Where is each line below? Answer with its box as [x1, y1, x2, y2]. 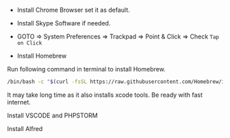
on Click [16, 40, 42, 47]
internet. [7, 97, 31, 106]
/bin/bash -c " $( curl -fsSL [7, 78, 88, 85]
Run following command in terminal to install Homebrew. [7, 65, 166, 73]
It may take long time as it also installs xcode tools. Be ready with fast [7, 91, 203, 99]
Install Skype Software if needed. [16, 19, 111, 27]
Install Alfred [7, 124, 43, 133]
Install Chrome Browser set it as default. [16, 6, 130, 14]
